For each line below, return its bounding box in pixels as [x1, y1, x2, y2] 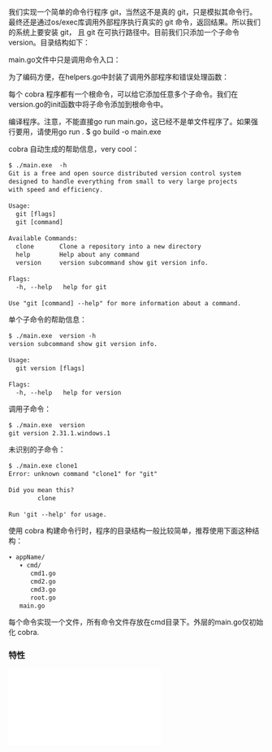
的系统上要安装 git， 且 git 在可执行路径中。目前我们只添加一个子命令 [8, 28, 240, 37]
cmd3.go [29, 586, 57, 594]
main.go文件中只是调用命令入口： [8, 55, 121, 64]
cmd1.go [29, 569, 57, 577]
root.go [29, 594, 57, 602]
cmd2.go [29, 577, 57, 586]
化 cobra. [8, 628, 40, 637]
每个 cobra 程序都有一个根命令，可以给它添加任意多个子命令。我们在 [8, 89, 238, 99]
